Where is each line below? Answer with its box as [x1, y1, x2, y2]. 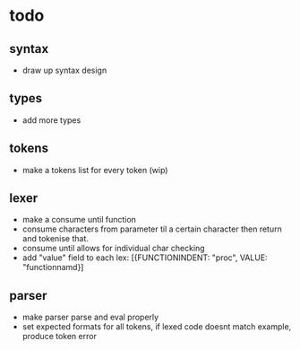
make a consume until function [21, 214, 137, 225]
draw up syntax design [21, 65, 107, 75]
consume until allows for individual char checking [21, 243, 205, 254]
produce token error [21, 331, 97, 342]
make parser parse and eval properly [21, 311, 159, 323]
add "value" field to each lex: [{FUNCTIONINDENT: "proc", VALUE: [21, 252, 268, 263]
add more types [21, 114, 81, 126]
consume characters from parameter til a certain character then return [21, 223, 282, 234]
